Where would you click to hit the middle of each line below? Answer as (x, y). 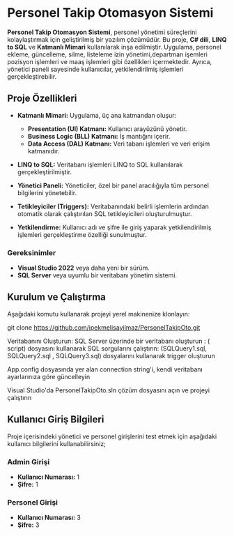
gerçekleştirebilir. (32, 76)
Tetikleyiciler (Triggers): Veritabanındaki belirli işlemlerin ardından (113, 206)
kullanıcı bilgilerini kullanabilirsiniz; (57, 443)
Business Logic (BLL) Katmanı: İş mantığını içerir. (99, 136)
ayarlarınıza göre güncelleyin (49, 376)
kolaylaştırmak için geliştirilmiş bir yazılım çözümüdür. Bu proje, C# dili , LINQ (117, 39)
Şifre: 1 (28, 484)
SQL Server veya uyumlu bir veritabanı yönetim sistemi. (97, 275)
